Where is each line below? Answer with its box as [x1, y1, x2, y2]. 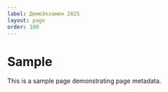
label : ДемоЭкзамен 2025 [7, 10, 80, 18]
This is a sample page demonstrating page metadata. [7, 77, 162, 85]
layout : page [7, 17, 46, 24]
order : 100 [7, 23, 39, 30]
